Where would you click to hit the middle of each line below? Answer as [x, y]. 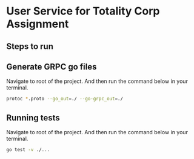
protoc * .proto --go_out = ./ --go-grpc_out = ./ [65, 99]
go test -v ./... [28, 150]
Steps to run [30, 46]
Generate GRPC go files [52, 67]
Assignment [38, 24]
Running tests [33, 118]
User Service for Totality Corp [83, 11]
